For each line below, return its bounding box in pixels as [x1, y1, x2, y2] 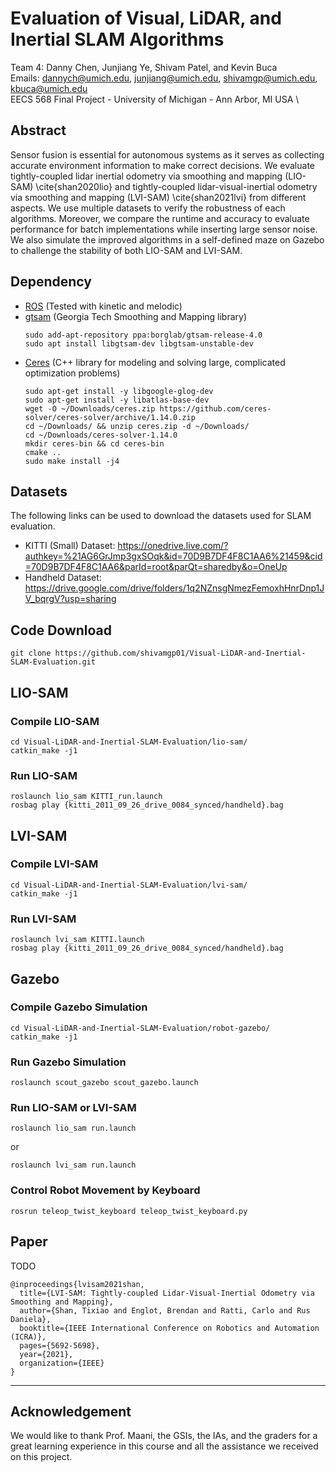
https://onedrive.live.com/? [117, 540, 229, 552]
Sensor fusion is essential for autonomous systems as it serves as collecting [10, 148, 325, 161]
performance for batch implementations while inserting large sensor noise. [10, 223, 318, 235]
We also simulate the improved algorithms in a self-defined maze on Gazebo [10, 233, 325, 246]
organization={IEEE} [19, 1358, 105, 1368]
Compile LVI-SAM [10, 857, 99, 871]
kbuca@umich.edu [10, 82, 88, 94]
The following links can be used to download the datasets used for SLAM [10, 510, 312, 522]
